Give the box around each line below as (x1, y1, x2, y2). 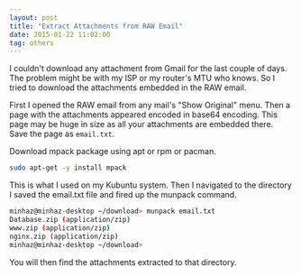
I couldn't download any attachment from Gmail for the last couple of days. (9, 63, 287, 74)
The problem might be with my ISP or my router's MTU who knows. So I (9, 73, 276, 84)
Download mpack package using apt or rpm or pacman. (9, 146, 216, 157)
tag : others (9, 38, 54, 48)
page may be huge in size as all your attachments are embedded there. (9, 119, 274, 130)
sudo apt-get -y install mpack (9, 163, 127, 172)
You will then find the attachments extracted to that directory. (9, 256, 237, 267)
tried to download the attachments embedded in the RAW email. (9, 82, 247, 93)
